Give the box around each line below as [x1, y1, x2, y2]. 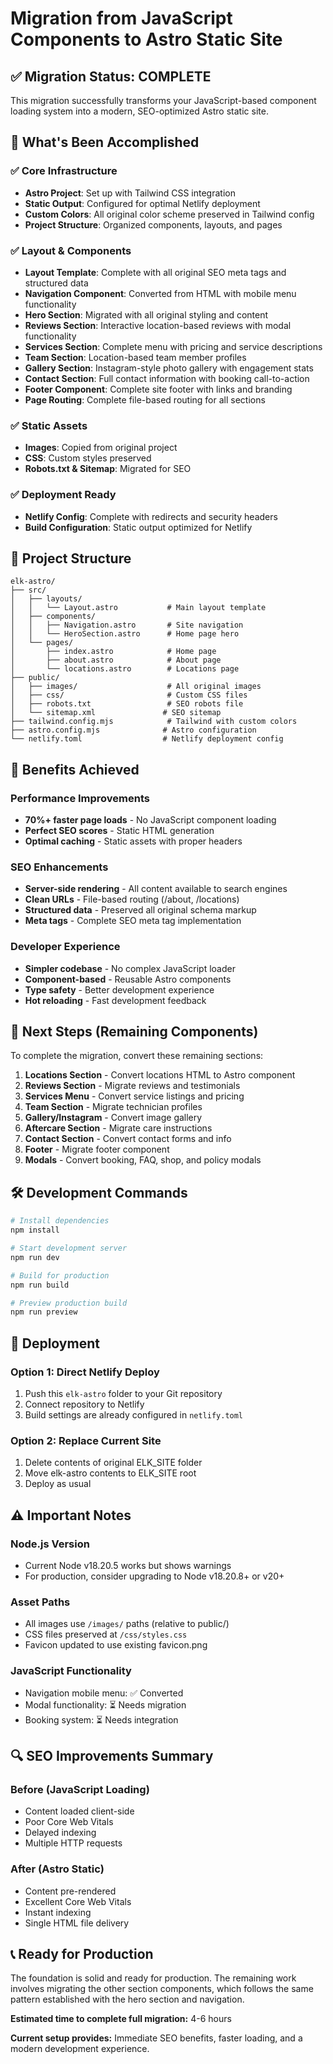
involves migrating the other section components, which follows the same [10, 1983, 314, 1995]
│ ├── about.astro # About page [10, 655, 222, 666]
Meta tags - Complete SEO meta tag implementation [24, 915, 242, 927]
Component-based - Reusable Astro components [24, 973, 232, 985]
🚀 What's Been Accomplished [10, 134, 200, 151]
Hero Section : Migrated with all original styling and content [24, 308, 269, 321]
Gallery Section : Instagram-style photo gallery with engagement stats [24, 362, 314, 374]
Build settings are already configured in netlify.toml [24, 1408, 244, 1421]
